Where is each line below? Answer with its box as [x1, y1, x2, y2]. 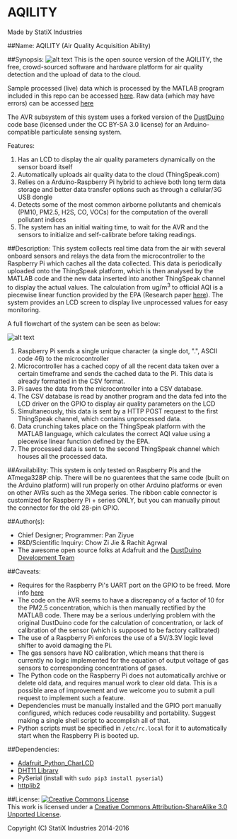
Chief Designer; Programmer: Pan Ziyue [17, 530, 134, 539]
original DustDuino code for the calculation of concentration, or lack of [17, 618, 224, 627]
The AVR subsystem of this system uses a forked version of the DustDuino [7, 113, 225, 121]
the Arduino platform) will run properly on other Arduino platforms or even [7, 481, 223, 489]
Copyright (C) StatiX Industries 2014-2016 [7, 823, 129, 832]
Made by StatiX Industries [7, 28, 83, 36]
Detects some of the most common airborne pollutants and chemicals [17, 200, 221, 209]
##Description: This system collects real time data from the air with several [7, 244, 226, 252]
